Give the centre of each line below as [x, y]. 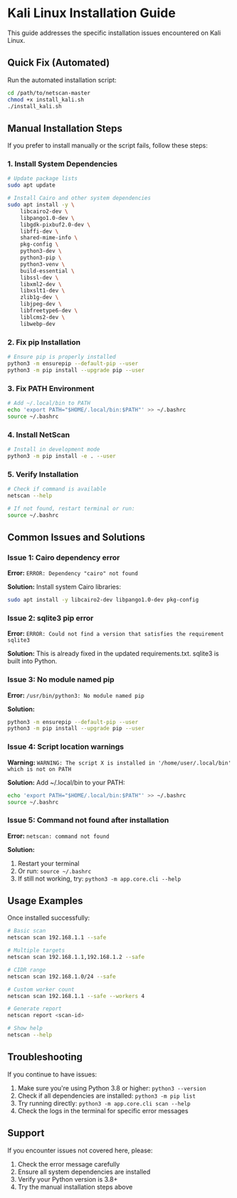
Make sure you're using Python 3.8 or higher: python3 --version [112, 1088]
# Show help [25, 1029]
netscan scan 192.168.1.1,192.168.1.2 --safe [76, 957]
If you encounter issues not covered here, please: [80, 1150]
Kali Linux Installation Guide [91, 13]
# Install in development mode [54, 449]
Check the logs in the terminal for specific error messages [103, 1110]
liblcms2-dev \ [43, 317]
